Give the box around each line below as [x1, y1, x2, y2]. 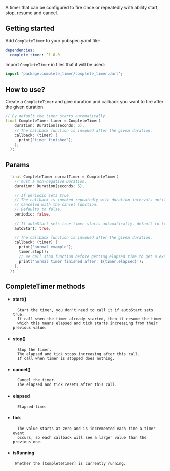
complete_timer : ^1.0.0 [10, 52, 60, 57]
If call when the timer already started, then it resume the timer [17, 316, 163, 322]
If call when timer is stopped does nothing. [17, 356, 115, 361]
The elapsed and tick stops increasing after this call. [17, 352, 140, 357]
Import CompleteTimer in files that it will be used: [5, 61, 105, 67]
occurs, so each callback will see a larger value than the [17, 435, 147, 440]
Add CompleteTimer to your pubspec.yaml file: [5, 37, 100, 44]
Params [5, 160, 30, 169]
